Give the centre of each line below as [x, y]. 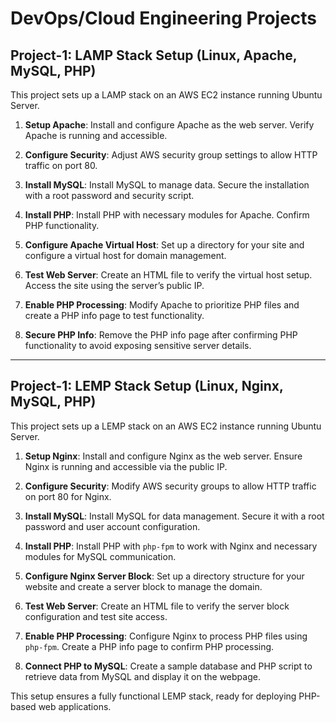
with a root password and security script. [109, 195]
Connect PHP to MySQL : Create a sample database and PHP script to [168, 666]
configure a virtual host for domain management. [125, 255]
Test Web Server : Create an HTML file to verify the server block [157, 606]
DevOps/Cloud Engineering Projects [164, 18]
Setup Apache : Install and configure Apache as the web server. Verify [169, 125]
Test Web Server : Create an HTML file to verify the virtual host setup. [168, 275]
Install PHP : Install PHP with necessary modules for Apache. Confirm [167, 215]
